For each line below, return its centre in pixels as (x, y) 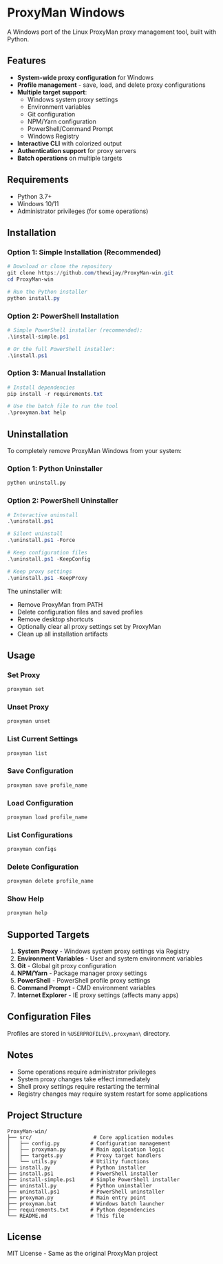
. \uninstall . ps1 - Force (41, 540)
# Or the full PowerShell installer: (61, 349)
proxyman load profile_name (47, 817)
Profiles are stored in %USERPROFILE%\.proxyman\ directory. (89, 1033)
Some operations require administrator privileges (86, 1072)
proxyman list (28, 753)
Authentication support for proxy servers (76, 150)
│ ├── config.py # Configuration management (89, 1143)
